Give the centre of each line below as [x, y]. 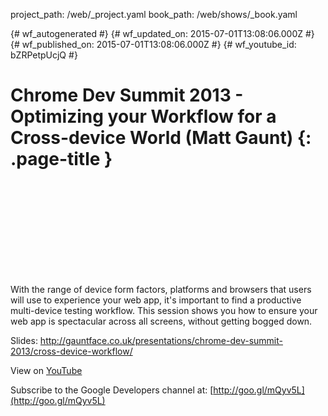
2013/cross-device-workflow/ [71, 351]
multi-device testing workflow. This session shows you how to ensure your [164, 310]
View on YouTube [46, 370]
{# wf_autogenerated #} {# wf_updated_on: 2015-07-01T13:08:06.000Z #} [162, 33]
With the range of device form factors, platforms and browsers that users [161, 289]
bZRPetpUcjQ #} [44, 55]
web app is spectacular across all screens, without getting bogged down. [161, 321]
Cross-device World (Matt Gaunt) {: [161, 138]
